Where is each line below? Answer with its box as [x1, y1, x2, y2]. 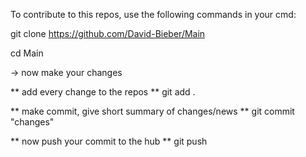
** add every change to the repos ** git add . [10, 86, 196, 98]
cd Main [10, 47, 44, 59]
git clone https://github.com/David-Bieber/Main [10, 28, 206, 39]
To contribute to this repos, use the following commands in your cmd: [10, 9, 297, 20]
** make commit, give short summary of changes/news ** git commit [10, 105, 295, 117]
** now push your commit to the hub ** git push [10, 135, 208, 147]
